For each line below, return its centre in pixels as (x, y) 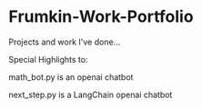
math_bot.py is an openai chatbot (71, 77)
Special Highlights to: (48, 59)
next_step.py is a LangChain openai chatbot (91, 94)
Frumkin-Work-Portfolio (101, 17)
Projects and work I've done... (65, 42)
